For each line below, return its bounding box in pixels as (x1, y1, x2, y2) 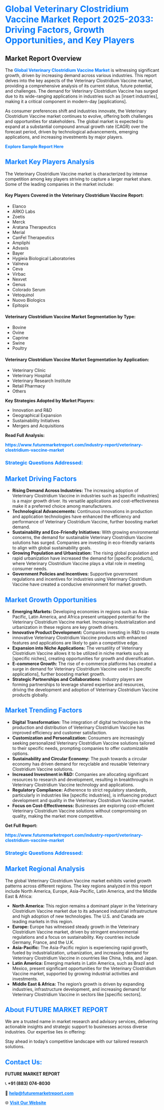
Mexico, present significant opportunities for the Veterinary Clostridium (12, 965, 156, 971)
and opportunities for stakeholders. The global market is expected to (5, 119, 143, 124)
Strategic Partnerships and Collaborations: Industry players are (12, 676, 143, 682)
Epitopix (12, 303, 29, 309)
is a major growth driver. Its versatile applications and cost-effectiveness (12, 498, 159, 504)
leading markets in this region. (12, 918, 73, 924)
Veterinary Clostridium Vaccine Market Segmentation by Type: (5, 313, 136, 319)
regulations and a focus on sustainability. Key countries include (12, 934, 140, 940)
